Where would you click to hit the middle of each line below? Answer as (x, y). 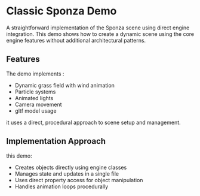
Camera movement (38, 104)
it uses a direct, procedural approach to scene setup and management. (93, 122)
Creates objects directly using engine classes (71, 167)
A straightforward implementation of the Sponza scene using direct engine (98, 28)
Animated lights (34, 98)
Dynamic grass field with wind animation (65, 85)
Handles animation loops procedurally (61, 186)
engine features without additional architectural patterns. (76, 40)
